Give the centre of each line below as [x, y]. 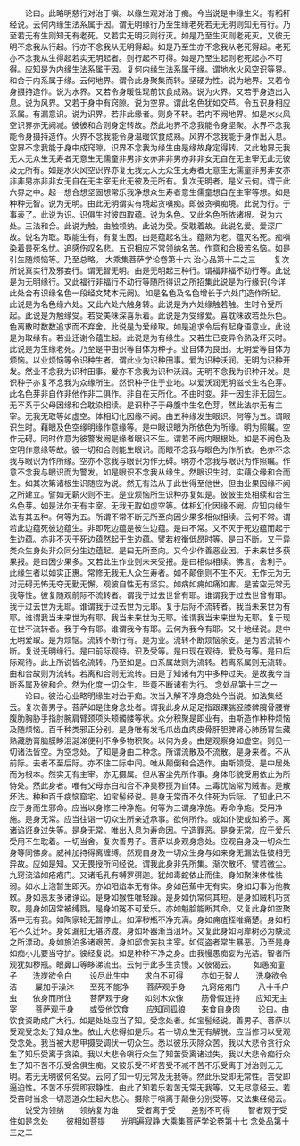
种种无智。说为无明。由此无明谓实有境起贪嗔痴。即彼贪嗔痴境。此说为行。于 [150, 203]
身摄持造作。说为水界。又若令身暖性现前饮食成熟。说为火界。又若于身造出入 [150, 91]
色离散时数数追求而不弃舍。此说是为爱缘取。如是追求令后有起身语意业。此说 [150, 326]
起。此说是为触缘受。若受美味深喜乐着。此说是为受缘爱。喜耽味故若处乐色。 [150, 315]
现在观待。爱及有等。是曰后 [240, 651]
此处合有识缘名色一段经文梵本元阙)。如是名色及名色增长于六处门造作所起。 [148, 293]
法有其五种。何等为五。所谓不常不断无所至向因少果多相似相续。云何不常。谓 [150, 517]
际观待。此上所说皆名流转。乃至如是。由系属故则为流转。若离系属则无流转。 [150, 662]
